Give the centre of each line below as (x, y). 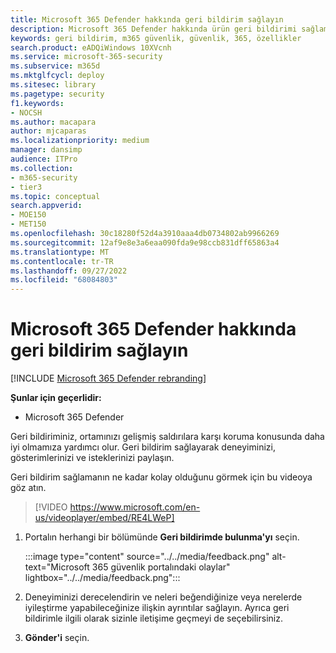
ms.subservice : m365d (55, 66)
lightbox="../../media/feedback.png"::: (102, 578)
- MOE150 (28, 215)
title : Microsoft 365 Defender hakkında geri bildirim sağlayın (147, 19)
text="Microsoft (57, 567)
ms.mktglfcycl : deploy (57, 76)
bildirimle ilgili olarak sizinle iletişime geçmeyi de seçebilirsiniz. (153, 618)
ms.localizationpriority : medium (80, 141)
